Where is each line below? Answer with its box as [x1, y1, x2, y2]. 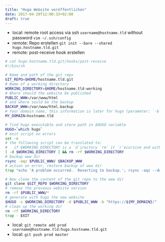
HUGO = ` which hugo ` [5, 127, 43, 132]
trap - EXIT [5, 213, 29, 218]
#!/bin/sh [5, 64, 26, 69]
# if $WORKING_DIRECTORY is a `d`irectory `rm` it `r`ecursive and [5, 145, 151, 150]
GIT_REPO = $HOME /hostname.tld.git [5, 77, 74, 82]
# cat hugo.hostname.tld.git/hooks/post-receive [5, 59, 107, 64]
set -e [5, 136, 19, 141]
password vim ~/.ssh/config [12, 35, 71, 41]
